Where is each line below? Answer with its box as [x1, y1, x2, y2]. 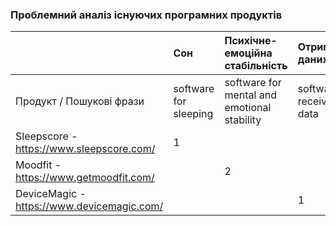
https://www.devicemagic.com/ [15, 199, 164, 213]
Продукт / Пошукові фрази [15, 94, 145, 108]
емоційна [224, 46, 273, 60]
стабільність [224, 59, 288, 73]
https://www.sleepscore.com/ [15, 142, 156, 156]
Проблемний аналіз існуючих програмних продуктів [10, 8, 283, 22]
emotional [224, 101, 272, 115]
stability [224, 113, 262, 127]
